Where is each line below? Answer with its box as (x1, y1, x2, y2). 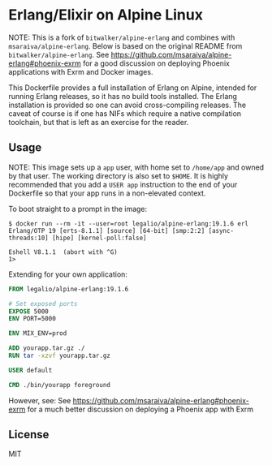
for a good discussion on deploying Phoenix (82, 58, 230, 68)
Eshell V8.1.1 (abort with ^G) (8, 248, 118, 256)
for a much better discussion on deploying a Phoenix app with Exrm (27, 404, 254, 414)
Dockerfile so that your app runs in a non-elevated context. (8, 188, 206, 198)
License (8, 428, 50, 441)
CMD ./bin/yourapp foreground (8, 381, 111, 389)
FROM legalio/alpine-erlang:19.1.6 (8, 285, 129, 293)
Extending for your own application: (8, 269, 128, 279)
